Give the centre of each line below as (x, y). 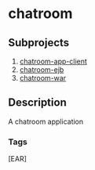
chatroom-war (43, 78)
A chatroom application (46, 121)
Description (37, 103)
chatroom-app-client (53, 61)
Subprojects (39, 43)
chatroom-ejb (42, 70)
